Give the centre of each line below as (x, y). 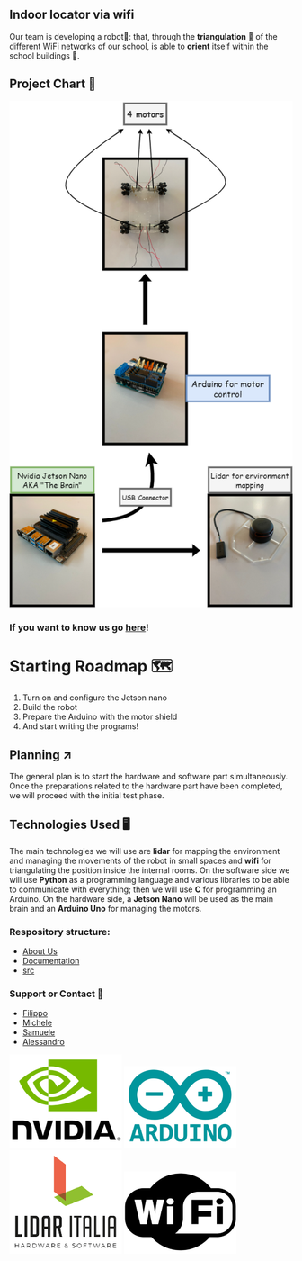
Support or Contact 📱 (57, 994)
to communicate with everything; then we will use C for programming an (143, 889)
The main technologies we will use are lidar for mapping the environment (145, 851)
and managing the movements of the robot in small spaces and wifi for (141, 860)
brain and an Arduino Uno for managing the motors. (106, 908)
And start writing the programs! (80, 726)
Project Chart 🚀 (53, 84)
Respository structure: (60, 932)
